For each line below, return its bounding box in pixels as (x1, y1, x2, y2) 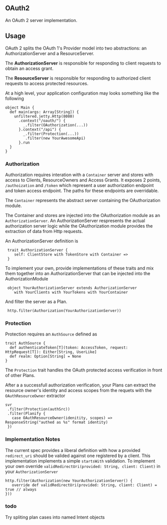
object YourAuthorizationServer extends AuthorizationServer (7, 285, 137, 290)
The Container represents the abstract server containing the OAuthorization (5, 197, 161, 203)
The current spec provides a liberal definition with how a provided (5, 447, 141, 453)
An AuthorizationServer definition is (5, 237, 79, 244)
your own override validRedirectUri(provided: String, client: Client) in (5, 463, 161, 469)
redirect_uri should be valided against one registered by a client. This (5, 452, 151, 458)
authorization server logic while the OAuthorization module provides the (5, 222, 153, 229)
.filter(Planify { (7, 411, 46, 416)
